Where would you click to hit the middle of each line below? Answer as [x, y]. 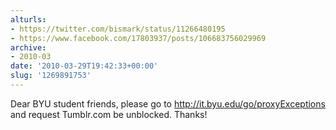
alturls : [28, 19]
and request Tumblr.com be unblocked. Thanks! [109, 114]
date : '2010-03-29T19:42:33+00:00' [84, 66]
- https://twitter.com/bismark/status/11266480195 [118, 29]
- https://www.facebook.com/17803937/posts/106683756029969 [138, 38]
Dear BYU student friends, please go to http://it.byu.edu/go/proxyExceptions [168, 103]
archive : [28, 47]
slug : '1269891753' [51, 76]
